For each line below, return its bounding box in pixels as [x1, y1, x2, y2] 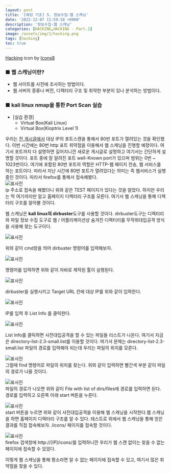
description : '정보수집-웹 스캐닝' [5, 21, 72, 27]
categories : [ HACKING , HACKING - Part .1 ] [5, 27, 93, 32]
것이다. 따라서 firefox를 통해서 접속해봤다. [14, 174, 98, 180]
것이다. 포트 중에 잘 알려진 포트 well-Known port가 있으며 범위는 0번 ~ [14, 155, 156, 161]
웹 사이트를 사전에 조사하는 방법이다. [12, 81, 85, 87]
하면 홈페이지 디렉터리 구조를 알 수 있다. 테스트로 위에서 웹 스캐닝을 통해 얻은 [10, 416, 163, 422]
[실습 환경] [12, 114, 34, 120]
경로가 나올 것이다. [10, 369, 47, 375]
